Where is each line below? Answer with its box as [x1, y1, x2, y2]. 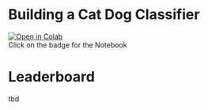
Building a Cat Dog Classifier [8, 6, 200, 24]
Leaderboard [8, 68, 95, 86]
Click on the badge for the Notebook [8, 40, 127, 49]
